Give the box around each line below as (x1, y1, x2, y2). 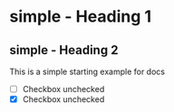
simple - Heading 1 (9, 6, 152, 27)
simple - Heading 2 (9, 42, 119, 58)
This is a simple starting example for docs (9, 66, 166, 77)
